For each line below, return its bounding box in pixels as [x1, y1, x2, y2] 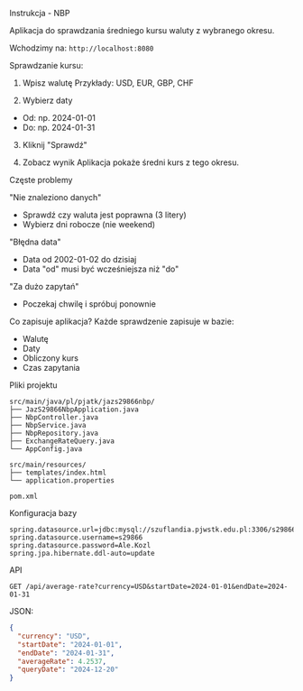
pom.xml [9, 492, 39, 501]
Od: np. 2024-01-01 [22, 113, 96, 123]
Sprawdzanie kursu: [9, 60, 84, 70]
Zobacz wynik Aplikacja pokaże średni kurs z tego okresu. [22, 157, 240, 168]
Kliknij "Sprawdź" [22, 140, 87, 150]
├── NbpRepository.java [9, 428, 99, 438]
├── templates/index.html [9, 468, 106, 477]
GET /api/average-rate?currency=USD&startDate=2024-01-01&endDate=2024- [9, 582, 289, 591]
